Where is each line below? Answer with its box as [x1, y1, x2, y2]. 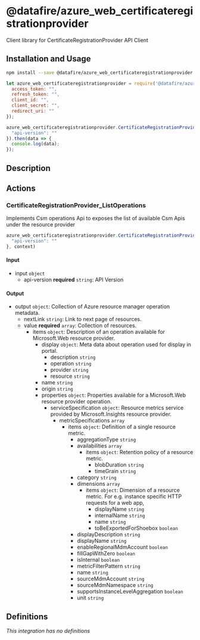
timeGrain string [94, 468, 136, 475]
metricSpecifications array [59, 417, 125, 424]
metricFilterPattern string [77, 563, 141, 570]
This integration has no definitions [6, 627, 90, 635]
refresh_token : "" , [11, 91, 60, 98]
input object [14, 270, 45, 277]
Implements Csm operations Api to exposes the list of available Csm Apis [6, 215, 186, 222]
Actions [6, 183, 36, 193]
